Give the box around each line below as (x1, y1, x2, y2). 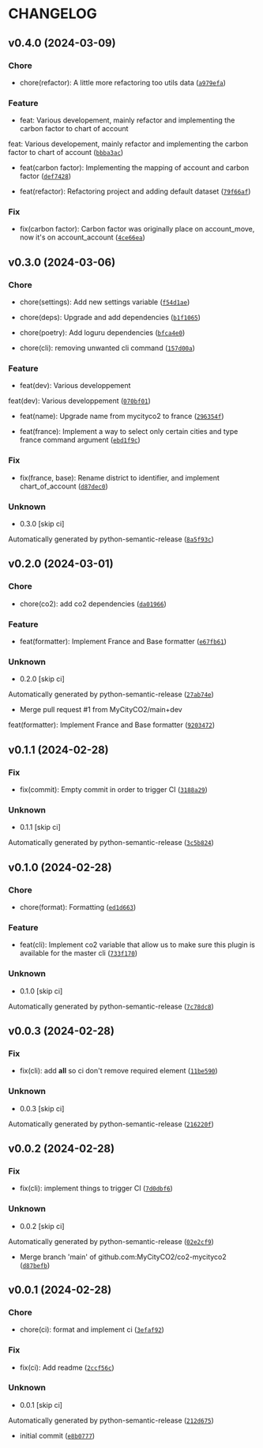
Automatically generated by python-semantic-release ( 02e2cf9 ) (8, 1236, 215, 1246)
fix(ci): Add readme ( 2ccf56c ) (19, 1363, 115, 1372)
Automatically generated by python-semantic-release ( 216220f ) (8, 1119, 215, 1129)
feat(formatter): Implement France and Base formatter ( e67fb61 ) (19, 637, 227, 647)
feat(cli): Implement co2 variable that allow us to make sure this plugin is (19, 940, 255, 949)
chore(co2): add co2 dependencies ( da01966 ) (19, 598, 167, 609)
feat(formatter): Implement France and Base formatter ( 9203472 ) (8, 720, 216, 730)
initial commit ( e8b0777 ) (19, 1431, 96, 1440)
